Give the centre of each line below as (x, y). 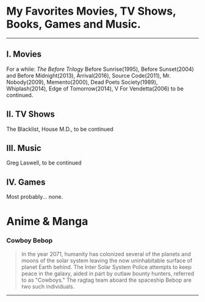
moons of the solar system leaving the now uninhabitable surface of (107, 260)
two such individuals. (48, 286)
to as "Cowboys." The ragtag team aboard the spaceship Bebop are (106, 280)
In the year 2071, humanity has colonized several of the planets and (106, 254)
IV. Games (26, 182)
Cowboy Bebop (30, 241)
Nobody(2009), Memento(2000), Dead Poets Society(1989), (82, 82)
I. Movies (24, 54)
